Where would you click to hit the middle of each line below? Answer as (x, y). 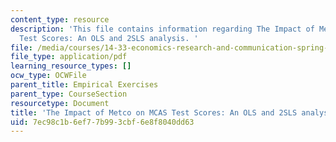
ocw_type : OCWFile (48, 76)
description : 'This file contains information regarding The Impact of (162, 29)
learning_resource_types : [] (71, 66)
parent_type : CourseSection (69, 94)
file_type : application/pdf (69, 57)
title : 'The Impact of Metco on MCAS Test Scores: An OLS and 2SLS (154, 112)
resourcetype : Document (60, 103)
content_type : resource (60, 19)
